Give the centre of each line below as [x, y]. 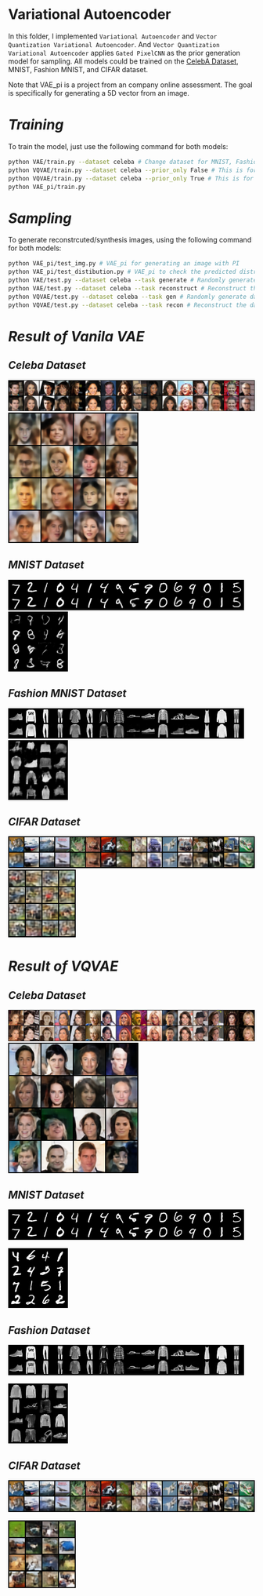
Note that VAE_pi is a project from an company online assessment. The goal [130, 85]
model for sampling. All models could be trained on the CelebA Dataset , [123, 61]
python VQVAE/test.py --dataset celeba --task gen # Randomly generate [127, 297]
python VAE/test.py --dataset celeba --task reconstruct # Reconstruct [127, 288]
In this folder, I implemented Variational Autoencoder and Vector [113, 36]
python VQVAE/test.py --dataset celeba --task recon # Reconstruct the [127, 305]
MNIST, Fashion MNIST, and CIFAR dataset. [78, 69]
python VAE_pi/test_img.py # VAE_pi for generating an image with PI [124, 264]
